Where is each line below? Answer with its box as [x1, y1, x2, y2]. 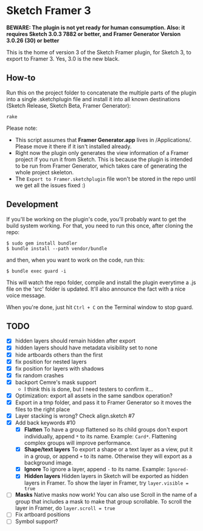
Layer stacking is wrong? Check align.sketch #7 [15, 412, 135, 419]
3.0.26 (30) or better [6, 37, 60, 44]
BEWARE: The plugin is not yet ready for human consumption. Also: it [6, 24, 185, 31]
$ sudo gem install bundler [6, 240, 78, 246]
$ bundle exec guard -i [6, 268, 67, 274]
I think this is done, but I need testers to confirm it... [24, 385, 154, 393]
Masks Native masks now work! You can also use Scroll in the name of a [15, 491, 198, 499]
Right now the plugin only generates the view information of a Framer [15, 149, 189, 156]
